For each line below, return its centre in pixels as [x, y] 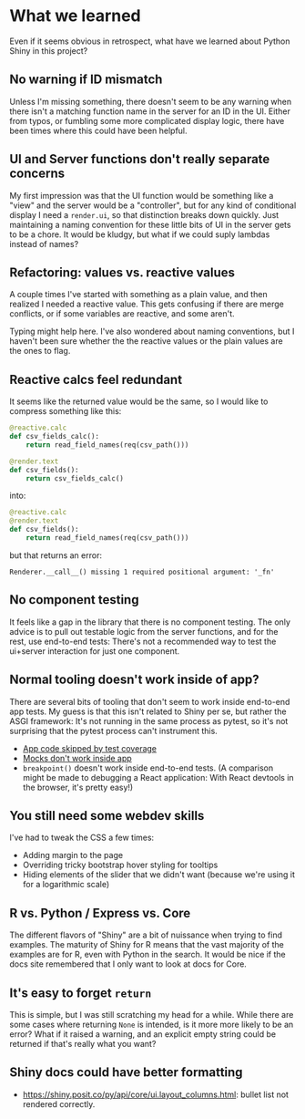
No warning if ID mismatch [86, 80]
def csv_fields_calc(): [55, 437]
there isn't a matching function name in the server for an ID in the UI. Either [150, 111]
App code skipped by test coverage [90, 748]
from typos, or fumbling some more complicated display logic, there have [147, 120]
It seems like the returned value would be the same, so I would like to [139, 401]
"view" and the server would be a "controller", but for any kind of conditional [153, 205]
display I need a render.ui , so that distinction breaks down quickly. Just [144, 214]
